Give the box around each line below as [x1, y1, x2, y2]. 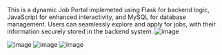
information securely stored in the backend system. [7, 27, 154, 35]
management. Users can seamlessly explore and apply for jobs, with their [7, 20, 216, 28]
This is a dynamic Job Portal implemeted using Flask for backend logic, [7, 6, 210, 14]
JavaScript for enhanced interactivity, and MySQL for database [7, 13, 186, 21]
